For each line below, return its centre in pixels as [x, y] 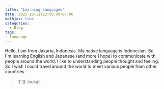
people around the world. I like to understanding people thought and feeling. [82, 61]
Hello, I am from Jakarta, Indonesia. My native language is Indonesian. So [79, 51]
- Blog [16, 28]
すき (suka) [28, 82]
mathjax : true [20, 19]
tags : [11, 32]
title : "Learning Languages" [35, 10]
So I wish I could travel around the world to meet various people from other [81, 66]
